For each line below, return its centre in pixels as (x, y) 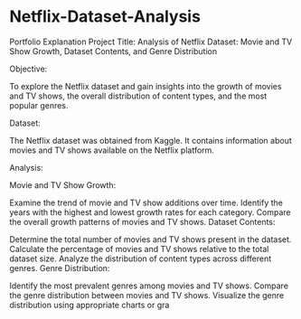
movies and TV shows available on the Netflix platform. (112, 150)
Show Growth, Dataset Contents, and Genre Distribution (113, 51)
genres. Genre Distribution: (60, 267)
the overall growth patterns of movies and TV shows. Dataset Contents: (142, 221)
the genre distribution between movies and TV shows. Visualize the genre (147, 295)
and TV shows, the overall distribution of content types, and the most (138, 96)
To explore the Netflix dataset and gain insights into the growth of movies (146, 86)
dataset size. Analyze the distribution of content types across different (141, 258)
